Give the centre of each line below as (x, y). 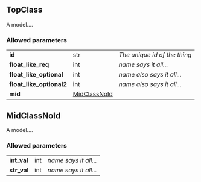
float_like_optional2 (38, 84)
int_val (19, 160)
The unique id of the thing (155, 55)
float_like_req (29, 64)
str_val (19, 170)
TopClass (24, 10)
